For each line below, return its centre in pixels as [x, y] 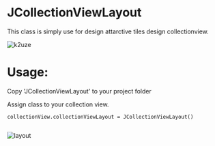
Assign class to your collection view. [58, 104]
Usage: [28, 72]
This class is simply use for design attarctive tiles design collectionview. [108, 31]
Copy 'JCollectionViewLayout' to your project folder [79, 91]
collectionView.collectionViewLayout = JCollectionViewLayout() [100, 117]
